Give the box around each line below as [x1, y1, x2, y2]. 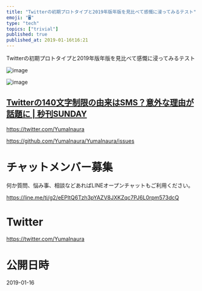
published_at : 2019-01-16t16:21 [6, 37, 88, 43]
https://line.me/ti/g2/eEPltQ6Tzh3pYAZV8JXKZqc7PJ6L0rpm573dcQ [6, 194, 179, 201]
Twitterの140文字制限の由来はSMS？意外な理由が [6, 98, 194, 108]
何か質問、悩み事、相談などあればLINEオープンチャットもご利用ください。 [6, 182, 193, 189]
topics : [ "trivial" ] [6, 26, 59, 32]
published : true [6, 32, 47, 38]
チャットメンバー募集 [6, 160, 113, 174]
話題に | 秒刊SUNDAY [6, 109, 87, 119]
